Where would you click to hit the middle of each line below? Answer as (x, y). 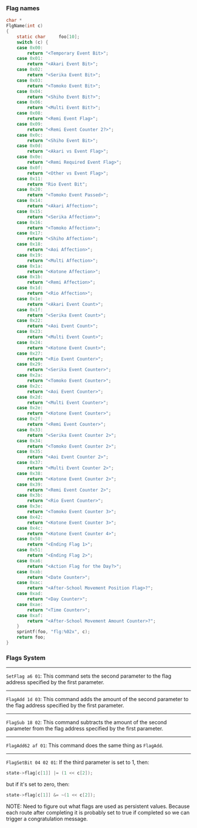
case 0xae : (30, 604)
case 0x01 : (30, 59)
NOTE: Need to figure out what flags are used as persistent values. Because (98, 806)
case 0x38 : (30, 473)
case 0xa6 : (30, 561)
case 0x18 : (30, 244)
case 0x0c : (30, 135)
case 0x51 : (30, 550)
